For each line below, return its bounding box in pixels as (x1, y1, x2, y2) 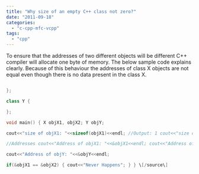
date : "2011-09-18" (6, 14, 54, 20)
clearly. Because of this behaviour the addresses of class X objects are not (6, 65, 189, 71)
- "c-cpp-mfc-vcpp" (11, 25, 60, 31)
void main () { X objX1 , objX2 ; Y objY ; (6, 119, 105, 126)
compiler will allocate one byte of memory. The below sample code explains (6, 58, 191, 65)
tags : (6, 31, 20, 37)
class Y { (6, 98, 31, 104)
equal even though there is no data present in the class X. (6, 71, 147, 78)
